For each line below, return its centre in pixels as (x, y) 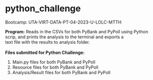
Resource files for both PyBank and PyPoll (55, 67)
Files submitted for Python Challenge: (45, 53)
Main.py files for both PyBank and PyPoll (54, 62)
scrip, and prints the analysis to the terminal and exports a (64, 37)
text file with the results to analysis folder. (48, 42)
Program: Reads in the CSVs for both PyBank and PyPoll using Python (77, 31)
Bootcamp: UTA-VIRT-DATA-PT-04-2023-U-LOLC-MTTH (63, 22)
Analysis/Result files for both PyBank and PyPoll (61, 72)
